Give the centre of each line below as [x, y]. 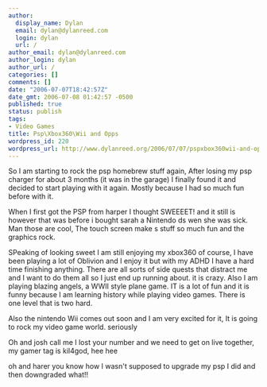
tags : [17, 119]
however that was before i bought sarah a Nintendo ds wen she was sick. [128, 220]
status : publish [35, 112]
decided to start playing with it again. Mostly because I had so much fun [126, 188]
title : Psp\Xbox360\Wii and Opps [64, 134]
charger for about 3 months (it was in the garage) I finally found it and [122, 180]
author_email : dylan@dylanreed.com [67, 52]
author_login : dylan [43, 60]
